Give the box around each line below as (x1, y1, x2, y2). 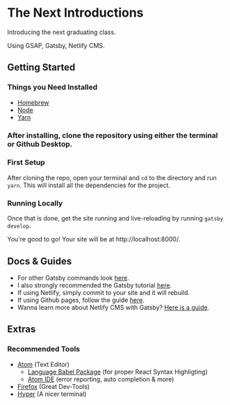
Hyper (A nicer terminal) (17, 390, 87, 398)
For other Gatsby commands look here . (17, 273, 130, 282)
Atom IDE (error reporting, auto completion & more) (27, 374, 174, 383)
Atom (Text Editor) (17, 360, 70, 368)
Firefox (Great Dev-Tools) (17, 382, 90, 390)
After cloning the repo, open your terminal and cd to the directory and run (7, 173, 217, 182)
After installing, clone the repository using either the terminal (7, 130, 218, 140)
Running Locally (7, 198, 63, 208)
